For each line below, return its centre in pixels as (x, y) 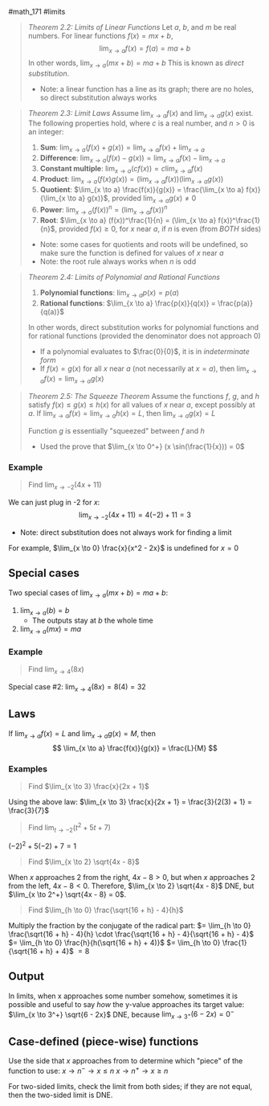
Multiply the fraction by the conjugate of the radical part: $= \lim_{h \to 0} (130, 926)
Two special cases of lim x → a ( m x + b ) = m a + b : (88, 593)
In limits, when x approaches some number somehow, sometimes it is (123, 996)
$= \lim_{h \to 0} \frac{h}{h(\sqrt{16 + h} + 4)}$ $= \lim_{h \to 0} (114, 943)
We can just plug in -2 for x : (54, 503)
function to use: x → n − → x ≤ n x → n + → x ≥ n (88, 1070)
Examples (28, 769)
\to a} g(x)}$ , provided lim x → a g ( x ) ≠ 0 (132, 199)
